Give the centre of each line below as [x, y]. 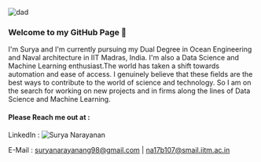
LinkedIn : [24, 135]
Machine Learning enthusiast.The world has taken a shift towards [114, 66]
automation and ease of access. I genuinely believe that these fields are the [130, 74]
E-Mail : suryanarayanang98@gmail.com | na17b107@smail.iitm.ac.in [119, 149]
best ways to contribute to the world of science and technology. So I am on [130, 83]
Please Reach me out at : [49, 117]
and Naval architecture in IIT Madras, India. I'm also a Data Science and [124, 58]
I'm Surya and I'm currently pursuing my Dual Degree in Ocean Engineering [130, 49]
